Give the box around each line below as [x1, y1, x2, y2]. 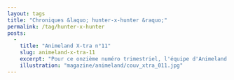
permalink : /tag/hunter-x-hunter [7, 23, 105, 30]
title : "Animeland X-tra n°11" [20, 42, 111, 49]
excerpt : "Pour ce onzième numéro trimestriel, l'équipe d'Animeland [20, 56, 228, 63]
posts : [7, 29, 27, 37]
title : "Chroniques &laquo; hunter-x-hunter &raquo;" [7, 17, 168, 24]
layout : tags [7, 10, 46, 17]
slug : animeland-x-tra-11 [20, 49, 96, 56]
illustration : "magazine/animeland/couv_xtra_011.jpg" [20, 62, 184, 69]
